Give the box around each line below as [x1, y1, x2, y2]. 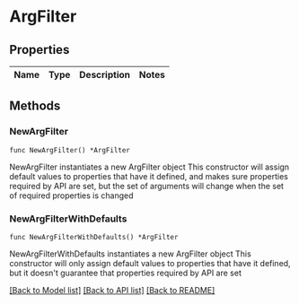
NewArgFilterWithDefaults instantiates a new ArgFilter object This [9, 248, 251, 259]
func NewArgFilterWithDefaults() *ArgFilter [9, 232, 179, 241]
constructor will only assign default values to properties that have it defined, [9, 257, 291, 268]
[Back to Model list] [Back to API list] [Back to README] [9, 284, 215, 295]
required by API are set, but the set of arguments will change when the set [9, 180, 285, 191]
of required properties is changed [9, 190, 134, 201]
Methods [9, 99, 61, 114]
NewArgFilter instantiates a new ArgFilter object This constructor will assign [9, 161, 290, 172]
